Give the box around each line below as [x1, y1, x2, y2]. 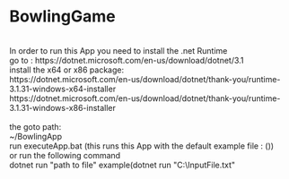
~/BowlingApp [9, 131, 63, 141]
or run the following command [9, 149, 121, 160]
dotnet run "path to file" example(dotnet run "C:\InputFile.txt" [9, 159, 236, 170]
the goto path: [9, 121, 62, 132]
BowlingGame [9, 6, 116, 27]
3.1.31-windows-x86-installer [9, 102, 117, 113]
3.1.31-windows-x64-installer [9, 83, 117, 94]
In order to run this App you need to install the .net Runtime [9, 45, 228, 55]
